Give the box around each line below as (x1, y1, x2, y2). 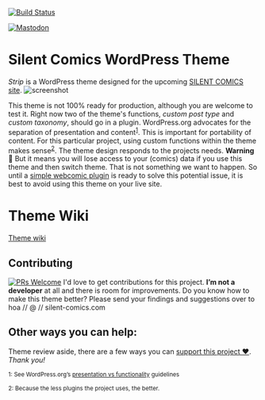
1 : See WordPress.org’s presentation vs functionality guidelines (8, 370, 180, 379)
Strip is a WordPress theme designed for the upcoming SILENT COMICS (8, 76, 244, 87)
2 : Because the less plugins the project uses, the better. (8, 384, 160, 392)
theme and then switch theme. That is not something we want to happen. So (8, 163, 258, 172)
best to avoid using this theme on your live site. (8, 179, 163, 189)
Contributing (8, 256, 73, 270)
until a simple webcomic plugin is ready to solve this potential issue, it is (8, 171, 244, 180)
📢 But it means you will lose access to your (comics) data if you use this (8, 154, 243, 163)
